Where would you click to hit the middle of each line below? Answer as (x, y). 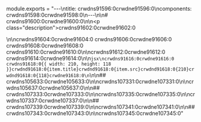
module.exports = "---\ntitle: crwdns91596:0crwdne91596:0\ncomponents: (99, 9)
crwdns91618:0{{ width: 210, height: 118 (59, 64)
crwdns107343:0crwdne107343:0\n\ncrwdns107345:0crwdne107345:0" (95, 113)
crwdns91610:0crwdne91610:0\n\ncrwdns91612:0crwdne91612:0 (86, 52)
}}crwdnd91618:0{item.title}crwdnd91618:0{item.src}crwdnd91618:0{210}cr (100, 69)
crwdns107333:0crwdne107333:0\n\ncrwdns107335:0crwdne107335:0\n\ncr (101, 94)
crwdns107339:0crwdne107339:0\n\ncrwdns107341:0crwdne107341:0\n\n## (100, 107)
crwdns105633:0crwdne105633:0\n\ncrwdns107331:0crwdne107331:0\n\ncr (100, 81)
